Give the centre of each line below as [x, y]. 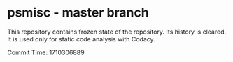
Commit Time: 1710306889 [46, 52]
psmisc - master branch [78, 13]
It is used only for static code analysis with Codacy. [81, 39]
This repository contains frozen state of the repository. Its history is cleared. [116, 32]
